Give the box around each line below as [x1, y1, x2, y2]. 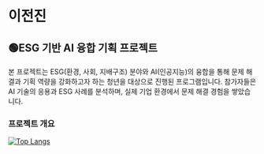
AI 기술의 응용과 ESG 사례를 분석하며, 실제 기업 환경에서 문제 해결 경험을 [8, 87, 230, 96]
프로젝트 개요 [8, 118, 55, 129]
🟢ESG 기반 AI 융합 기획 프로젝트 [8, 41, 158, 54]
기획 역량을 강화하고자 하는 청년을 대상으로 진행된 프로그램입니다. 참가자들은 [22, 77, 257, 86]
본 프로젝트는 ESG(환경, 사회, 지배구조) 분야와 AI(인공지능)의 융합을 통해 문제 [8, 67, 244, 76]
